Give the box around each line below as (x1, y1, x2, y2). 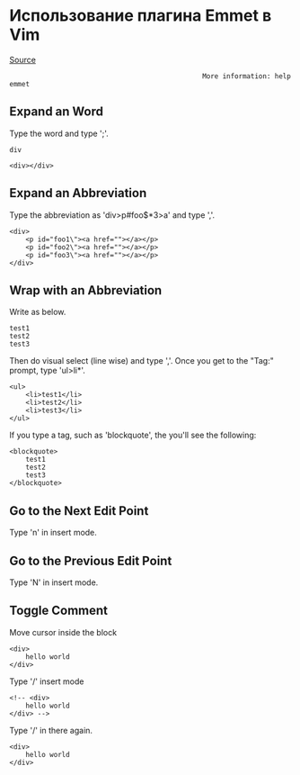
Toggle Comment (9, 603, 108, 618)
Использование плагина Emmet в (9, 5, 272, 26)
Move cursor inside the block (9, 626, 118, 637)
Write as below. (9, 307, 66, 318)
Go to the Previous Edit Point (9, 553, 172, 568)
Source (9, 54, 36, 65)
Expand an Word (9, 104, 103, 120)
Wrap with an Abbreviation (9, 283, 163, 298)
